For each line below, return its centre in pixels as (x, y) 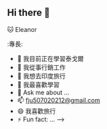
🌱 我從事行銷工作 (41, 67)
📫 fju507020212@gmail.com (58, 100)
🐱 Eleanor (22, 29)
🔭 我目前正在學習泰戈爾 (50, 58)
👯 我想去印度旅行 (41, 76)
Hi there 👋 (29, 13)
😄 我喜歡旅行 (37, 111)
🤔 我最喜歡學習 (38, 85)
